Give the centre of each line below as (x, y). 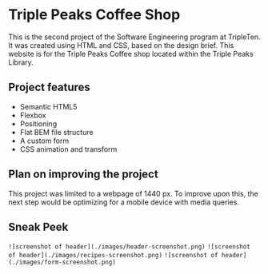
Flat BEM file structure (56, 132)
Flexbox (33, 115)
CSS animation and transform (68, 149)
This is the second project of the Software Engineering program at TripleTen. (134, 37)
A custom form (44, 141)
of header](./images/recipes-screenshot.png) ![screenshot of (113, 256)
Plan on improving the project (83, 175)
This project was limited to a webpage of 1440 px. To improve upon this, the (133, 193)
